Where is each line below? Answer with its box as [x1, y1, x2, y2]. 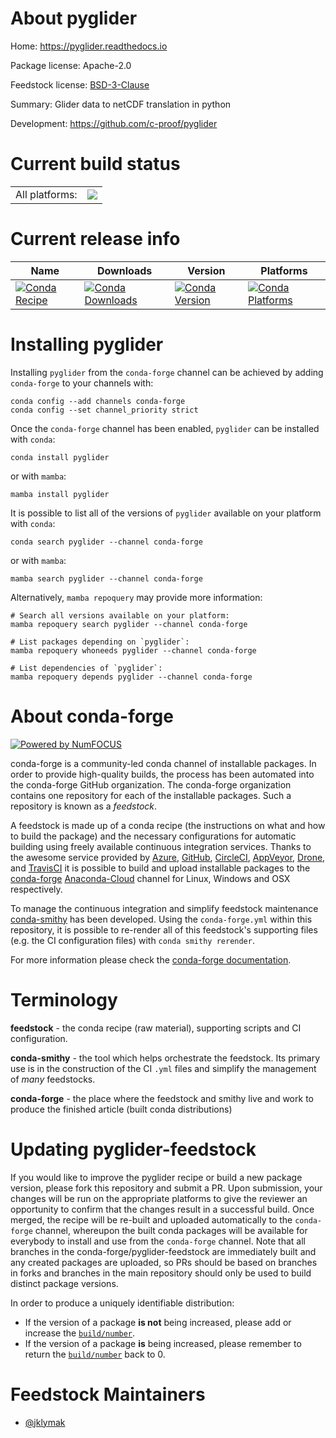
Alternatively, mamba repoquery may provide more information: [10, 591, 263, 603]
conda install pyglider [10, 452, 110, 462]
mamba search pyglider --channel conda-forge [10, 573, 203, 584]
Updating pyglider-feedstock [10, 1138, 257, 1161]
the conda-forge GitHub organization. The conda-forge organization [10, 778, 292, 791]
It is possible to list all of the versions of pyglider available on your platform [10, 507, 322, 519]
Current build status [10, 153, 181, 176]
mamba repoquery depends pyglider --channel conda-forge [10, 672, 253, 682]
